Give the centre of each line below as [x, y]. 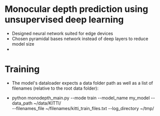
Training [22, 69]
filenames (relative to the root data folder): [55, 88]
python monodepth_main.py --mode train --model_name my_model [81, 98]
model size [23, 44]
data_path [22, 103]
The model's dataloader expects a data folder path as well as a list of [82, 83]
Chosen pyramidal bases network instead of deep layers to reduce [80, 39]
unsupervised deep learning [64, 20]
